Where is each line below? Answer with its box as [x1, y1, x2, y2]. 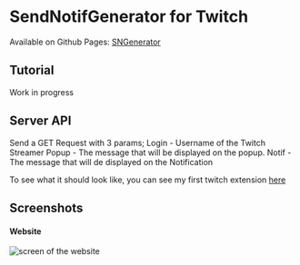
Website [9, 225, 42, 237]
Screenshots [9, 200, 84, 215]
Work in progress [9, 86, 75, 97]
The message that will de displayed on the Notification [9, 156, 214, 167]
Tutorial [9, 63, 55, 78]
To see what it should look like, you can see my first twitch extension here [9, 174, 286, 185]
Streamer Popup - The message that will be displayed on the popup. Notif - [9, 147, 292, 158]
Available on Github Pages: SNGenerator [9, 36, 161, 47]
